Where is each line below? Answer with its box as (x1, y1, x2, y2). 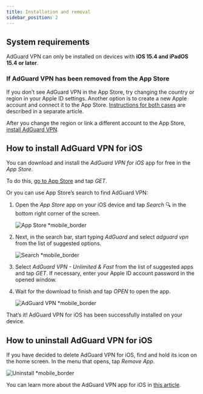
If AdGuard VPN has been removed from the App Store (6, 74, 170, 83)
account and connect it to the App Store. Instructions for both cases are (6, 101, 186, 108)
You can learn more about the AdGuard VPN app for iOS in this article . (6, 381, 181, 389)
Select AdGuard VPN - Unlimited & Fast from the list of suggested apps (15, 263, 194, 271)
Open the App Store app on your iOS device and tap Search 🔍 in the (15, 201, 187, 209)
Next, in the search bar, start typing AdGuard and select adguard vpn (15, 234, 189, 241)
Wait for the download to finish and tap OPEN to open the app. (15, 288, 171, 295)
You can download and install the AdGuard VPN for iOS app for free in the (6, 159, 191, 166)
